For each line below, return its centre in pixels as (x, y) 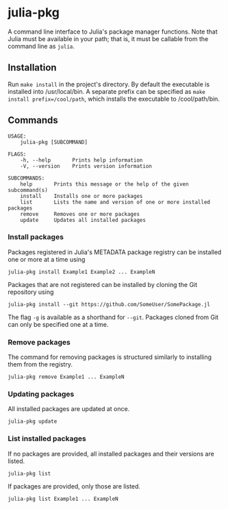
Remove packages (39, 342)
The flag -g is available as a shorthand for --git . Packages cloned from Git (113, 317)
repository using (31, 292)
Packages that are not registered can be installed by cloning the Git (103, 284)
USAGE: (17, 136)
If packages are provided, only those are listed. (74, 486)
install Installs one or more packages (81, 196)
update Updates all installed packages (83, 220)
